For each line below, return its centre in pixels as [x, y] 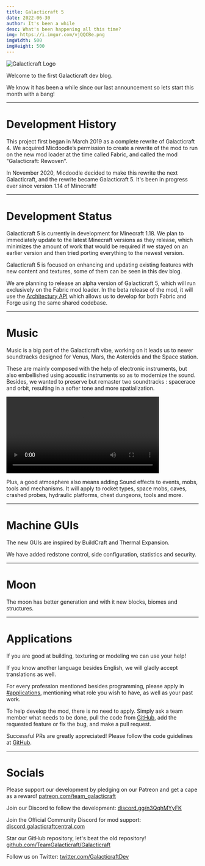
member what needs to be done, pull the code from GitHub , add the [92, 717]
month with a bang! [31, 94]
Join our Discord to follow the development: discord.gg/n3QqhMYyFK [94, 808]
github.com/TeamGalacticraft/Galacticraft [59, 845]
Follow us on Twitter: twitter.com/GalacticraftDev [68, 857]
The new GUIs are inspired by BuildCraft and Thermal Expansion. [88, 542]
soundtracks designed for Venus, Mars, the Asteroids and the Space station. [102, 357]
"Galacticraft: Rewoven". [37, 161]
